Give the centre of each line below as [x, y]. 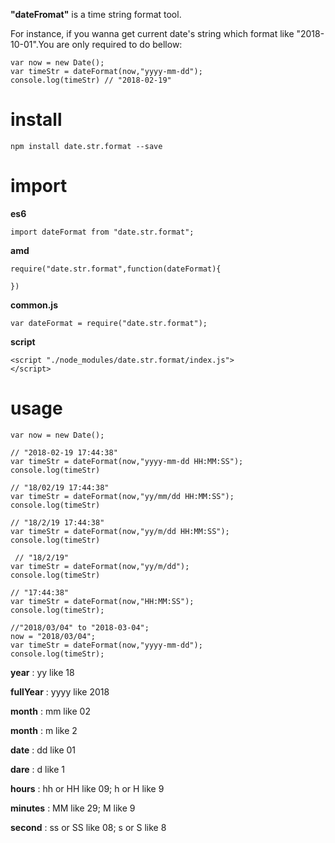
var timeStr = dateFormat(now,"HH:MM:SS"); [102, 601]
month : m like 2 [44, 730]
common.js [34, 305]
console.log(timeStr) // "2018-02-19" [91, 80]
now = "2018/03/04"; [53, 636]
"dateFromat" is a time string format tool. [96, 14]
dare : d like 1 [38, 769]
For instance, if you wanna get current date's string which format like [152, 33]
